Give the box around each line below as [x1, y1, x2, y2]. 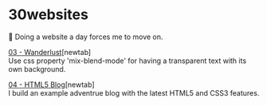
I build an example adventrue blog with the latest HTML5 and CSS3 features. [8, 88, 260, 97]
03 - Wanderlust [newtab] [8, 47, 92, 57]
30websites [8, 6, 89, 24]
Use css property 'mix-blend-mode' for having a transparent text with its [8, 56, 247, 65]
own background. [8, 64, 66, 73]
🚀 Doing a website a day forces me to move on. [8, 32, 163, 41]
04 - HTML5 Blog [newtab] [8, 80, 95, 89]
